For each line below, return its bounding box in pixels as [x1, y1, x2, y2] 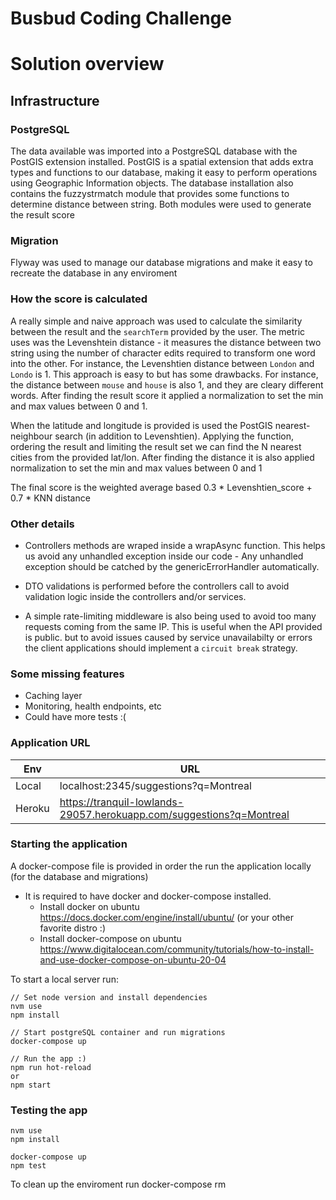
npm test [10, 1161, 47, 1171]
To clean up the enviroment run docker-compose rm [10, 1178, 227, 1191]
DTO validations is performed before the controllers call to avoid [24, 580, 290, 592]
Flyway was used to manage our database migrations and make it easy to [10, 257, 313, 269]
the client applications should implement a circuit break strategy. [24, 642, 298, 654]
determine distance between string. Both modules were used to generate [10, 198, 312, 211]
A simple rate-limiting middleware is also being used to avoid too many [24, 610, 317, 622]
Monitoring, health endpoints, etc [24, 700, 162, 712]
